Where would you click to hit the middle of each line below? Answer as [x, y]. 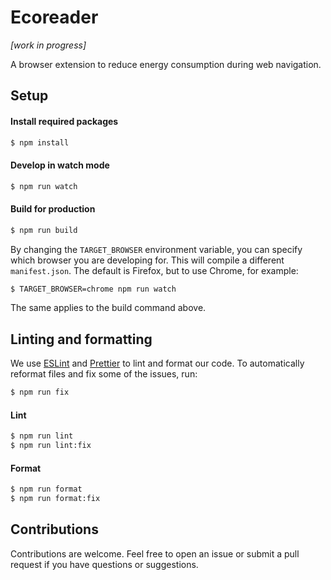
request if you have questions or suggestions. [104, 564]
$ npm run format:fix [55, 499]
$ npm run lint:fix [51, 446]
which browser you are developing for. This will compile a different [147, 260]
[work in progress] [48, 45]
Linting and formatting [81, 339]
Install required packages [64, 121]
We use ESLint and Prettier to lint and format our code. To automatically [157, 363]
